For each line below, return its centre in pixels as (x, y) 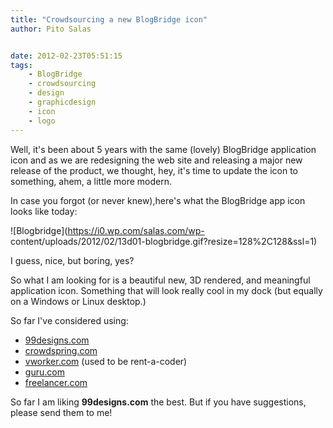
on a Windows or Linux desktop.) (78, 301)
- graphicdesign (62, 102)
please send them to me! (61, 412)
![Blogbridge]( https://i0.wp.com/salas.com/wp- (107, 230)
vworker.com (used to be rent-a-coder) (106, 361)
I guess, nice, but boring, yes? (72, 260)
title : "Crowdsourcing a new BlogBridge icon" (109, 19)
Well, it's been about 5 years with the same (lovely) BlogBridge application (163, 149)
